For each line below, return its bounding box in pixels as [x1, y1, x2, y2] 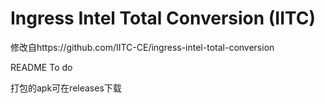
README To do [10, 61, 73, 73]
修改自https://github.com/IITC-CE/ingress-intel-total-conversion [10, 41, 275, 53]
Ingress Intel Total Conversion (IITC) [10, 7, 317, 30]
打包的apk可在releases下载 [10, 82, 122, 94]
